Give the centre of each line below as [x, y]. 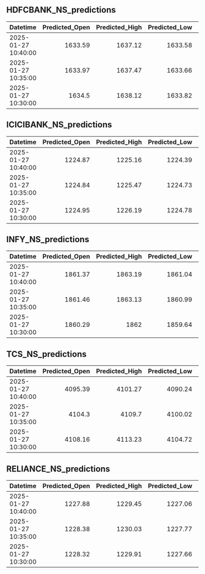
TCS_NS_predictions [46, 354]
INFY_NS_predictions [48, 239]
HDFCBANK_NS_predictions [61, 10]
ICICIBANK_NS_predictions [59, 125]
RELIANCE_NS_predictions [58, 469]
